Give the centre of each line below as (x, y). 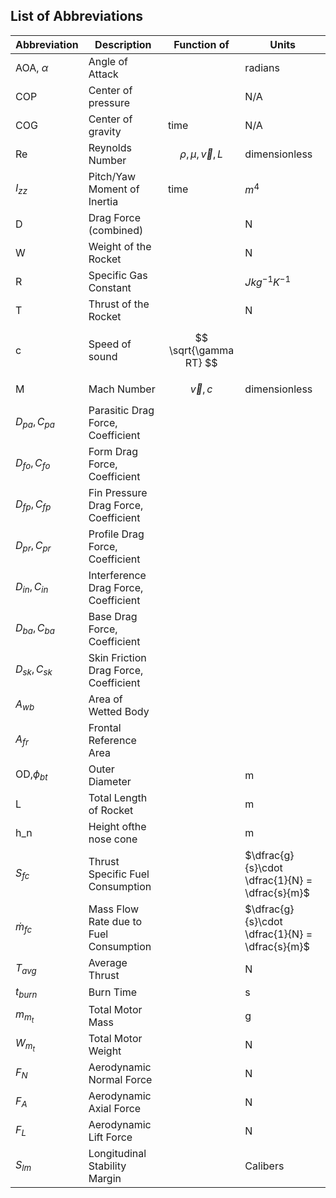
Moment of (114, 189)
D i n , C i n (32, 588)
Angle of (108, 61)
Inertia (103, 201)
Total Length (118, 797)
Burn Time (113, 992)
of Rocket (111, 810)
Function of (201, 44)
